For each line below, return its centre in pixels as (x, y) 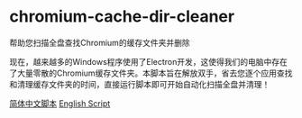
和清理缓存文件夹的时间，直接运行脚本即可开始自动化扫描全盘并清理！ (140, 84)
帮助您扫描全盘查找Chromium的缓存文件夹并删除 (100, 42)
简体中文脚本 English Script (60, 103)
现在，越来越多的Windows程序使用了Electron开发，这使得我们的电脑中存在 (149, 61)
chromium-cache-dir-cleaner (122, 17)
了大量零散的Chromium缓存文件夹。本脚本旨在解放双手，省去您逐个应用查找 (151, 73)
